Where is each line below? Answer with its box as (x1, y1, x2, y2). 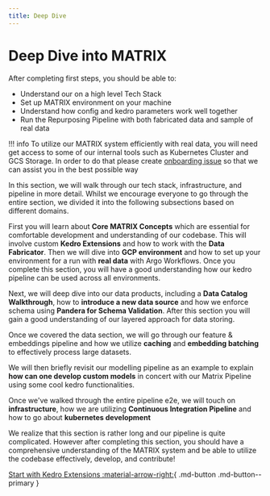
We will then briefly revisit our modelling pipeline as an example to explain (8, 362, 254, 372)
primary (8, 477, 35, 488)
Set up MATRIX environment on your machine (19, 98, 172, 107)
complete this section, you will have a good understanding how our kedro (8, 264, 252, 274)
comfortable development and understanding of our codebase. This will (8, 230, 247, 240)
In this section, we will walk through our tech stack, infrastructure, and (8, 180, 242, 190)
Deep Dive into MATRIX (8, 46, 168, 65)
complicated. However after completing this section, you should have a (8, 436, 244, 446)
